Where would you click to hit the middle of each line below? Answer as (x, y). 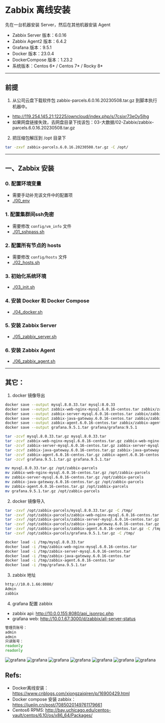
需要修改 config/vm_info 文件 (42, 226)
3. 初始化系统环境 (26, 276)
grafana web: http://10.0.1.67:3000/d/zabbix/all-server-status (74, 619)
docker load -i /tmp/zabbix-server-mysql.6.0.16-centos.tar (68, 551)
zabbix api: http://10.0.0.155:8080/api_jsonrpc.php (63, 613)
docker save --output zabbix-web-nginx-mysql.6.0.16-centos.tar (72, 409)
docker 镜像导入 (28, 501)
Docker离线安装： (30, 688)
